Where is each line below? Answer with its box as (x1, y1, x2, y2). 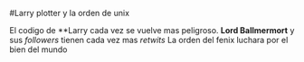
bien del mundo (9, 44, 68, 55)
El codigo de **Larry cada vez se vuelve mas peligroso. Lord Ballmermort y (9, 25, 295, 35)
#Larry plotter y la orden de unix (9, 8, 129, 18)
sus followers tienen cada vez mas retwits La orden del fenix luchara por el (9, 35, 289, 45)
